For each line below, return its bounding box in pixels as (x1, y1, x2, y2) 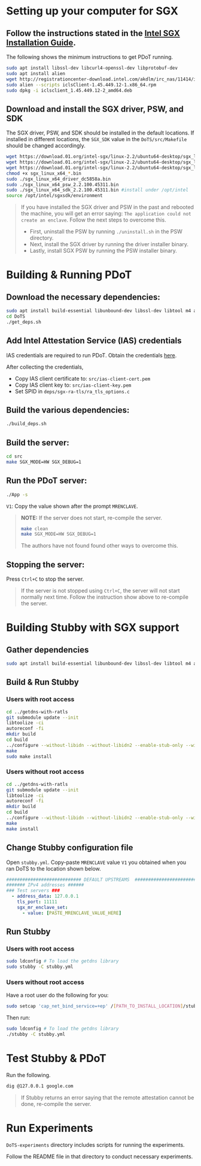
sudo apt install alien (6, 70, 66, 76)
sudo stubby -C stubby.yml (6, 964, 74, 970)
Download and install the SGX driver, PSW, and (6, 104, 184, 114)
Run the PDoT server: (6, 476, 87, 486)
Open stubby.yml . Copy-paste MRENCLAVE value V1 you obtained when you (6, 859, 187, 866)
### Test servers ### (6, 887, 60, 894)
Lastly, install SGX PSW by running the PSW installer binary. (29, 247, 178, 255)
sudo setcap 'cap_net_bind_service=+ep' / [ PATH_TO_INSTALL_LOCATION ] (6, 1003, 184, 1009)
